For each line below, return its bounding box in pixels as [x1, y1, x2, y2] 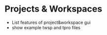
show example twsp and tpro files [11, 24, 81, 30]
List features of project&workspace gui [11, 19, 91, 25]
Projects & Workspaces [4, 3, 103, 15]
